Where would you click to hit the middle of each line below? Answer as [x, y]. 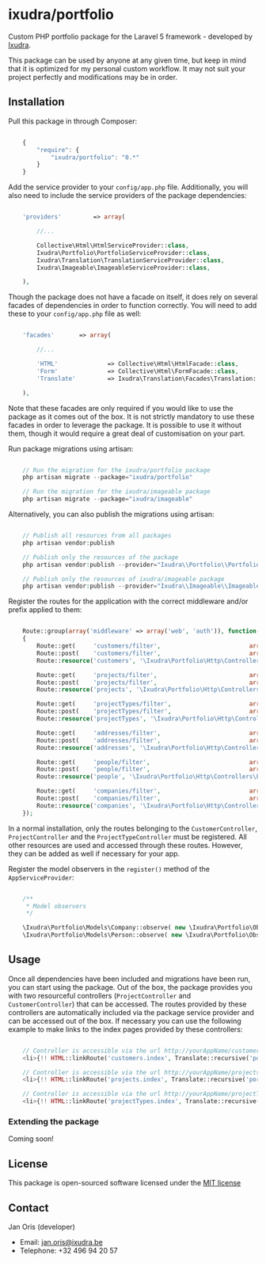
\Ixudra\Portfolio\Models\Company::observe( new [104, 928]
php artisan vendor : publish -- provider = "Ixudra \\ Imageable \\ [125, 586]
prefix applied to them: [45, 610]
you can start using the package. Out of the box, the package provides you [131, 987]
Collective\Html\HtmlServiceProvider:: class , [113, 245]
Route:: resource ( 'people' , [81, 777]
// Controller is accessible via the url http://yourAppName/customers [143, 1051]
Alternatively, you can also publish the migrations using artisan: [112, 514]
